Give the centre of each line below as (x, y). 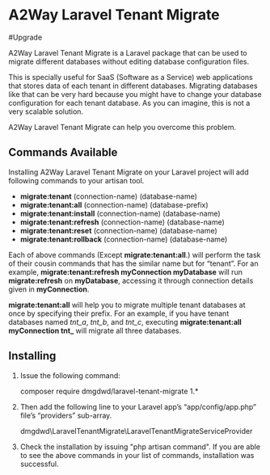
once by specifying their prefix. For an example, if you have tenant (119, 313)
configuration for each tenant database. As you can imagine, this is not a (129, 103)
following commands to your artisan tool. (76, 180)
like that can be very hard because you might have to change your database (135, 94)
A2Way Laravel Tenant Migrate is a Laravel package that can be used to (128, 53)
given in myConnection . (49, 289)
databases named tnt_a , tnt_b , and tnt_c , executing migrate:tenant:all (125, 322)
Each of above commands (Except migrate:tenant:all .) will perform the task (135, 254)
